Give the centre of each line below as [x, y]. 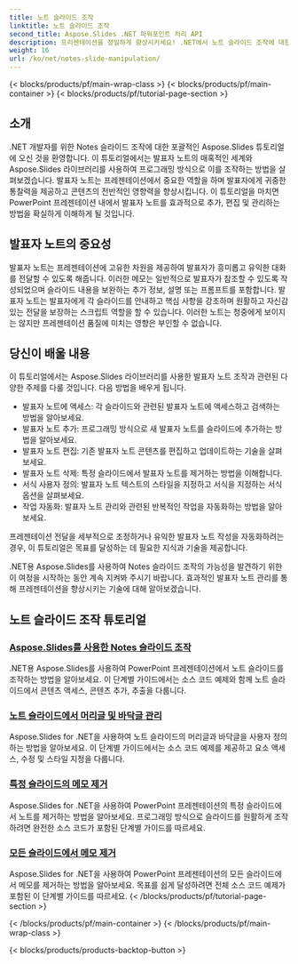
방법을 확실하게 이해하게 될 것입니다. [72, 213]
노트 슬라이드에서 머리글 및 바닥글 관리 [86, 716]
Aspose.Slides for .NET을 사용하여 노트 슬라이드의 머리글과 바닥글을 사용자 [140, 737]
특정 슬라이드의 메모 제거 [59, 784]
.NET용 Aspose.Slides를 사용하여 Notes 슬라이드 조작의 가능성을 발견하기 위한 [146, 566]
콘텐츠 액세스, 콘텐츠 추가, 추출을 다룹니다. [113, 691]
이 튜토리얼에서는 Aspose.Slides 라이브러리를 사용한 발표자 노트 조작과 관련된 [144, 377]
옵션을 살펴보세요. [53, 495]
